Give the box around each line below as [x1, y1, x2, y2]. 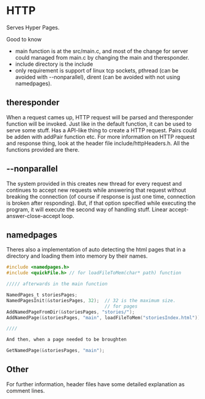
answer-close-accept [6, 212, 60, 219]
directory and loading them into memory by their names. [6, 252, 148, 260]
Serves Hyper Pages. [6, 24, 60, 31]
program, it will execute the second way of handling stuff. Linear [6, 205, 168, 213]
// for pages [104, 303, 138, 309]
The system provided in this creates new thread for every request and [6, 180, 182, 187]
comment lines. [6, 387, 45, 394]
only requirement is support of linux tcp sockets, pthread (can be [15, 66, 179, 74]
